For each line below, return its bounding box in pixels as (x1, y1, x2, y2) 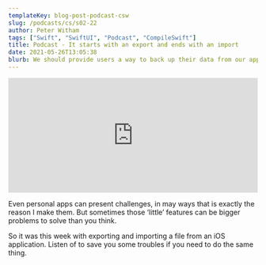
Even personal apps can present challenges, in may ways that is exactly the (8, 199, 255, 208)
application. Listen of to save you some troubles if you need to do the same (8, 239, 254, 249)
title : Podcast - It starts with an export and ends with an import (8, 41, 239, 49)
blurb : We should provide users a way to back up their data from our (8, 56, 246, 64)
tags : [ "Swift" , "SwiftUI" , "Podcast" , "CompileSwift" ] (8, 33, 196, 42)
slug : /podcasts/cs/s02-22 (8, 19, 97, 27)
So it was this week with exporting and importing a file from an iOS (8, 231, 226, 240)
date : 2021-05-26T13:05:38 (8, 48, 97, 56)
